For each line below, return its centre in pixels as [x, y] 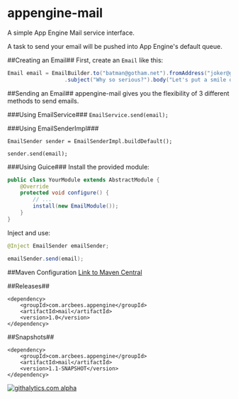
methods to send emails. [43, 101]
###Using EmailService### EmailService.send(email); [88, 114]
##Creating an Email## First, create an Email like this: [85, 60]
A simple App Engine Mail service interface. [71, 33]
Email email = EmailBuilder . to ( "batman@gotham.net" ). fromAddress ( [107, 73]
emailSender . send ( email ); [45, 259]
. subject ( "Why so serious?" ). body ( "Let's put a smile [145, 79]
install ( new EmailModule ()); [76, 206]
